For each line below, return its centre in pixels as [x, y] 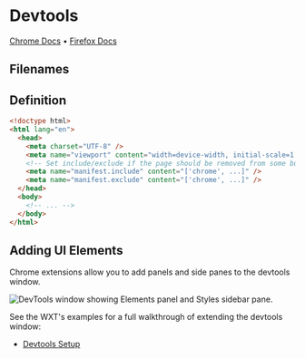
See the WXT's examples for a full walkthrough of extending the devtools [146, 317]
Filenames [39, 69]
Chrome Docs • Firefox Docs [64, 41]
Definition [38, 100]
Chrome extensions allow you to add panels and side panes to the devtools [150, 272]
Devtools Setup [51, 344]
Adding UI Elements [66, 250]
